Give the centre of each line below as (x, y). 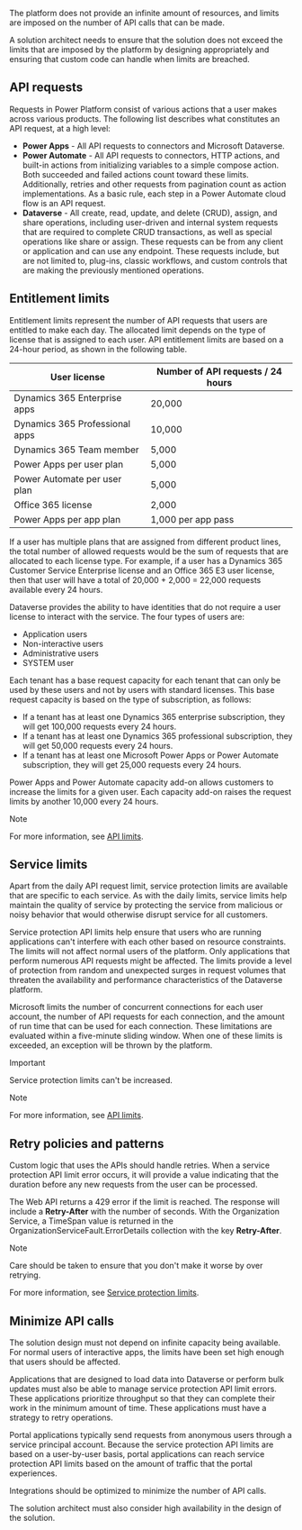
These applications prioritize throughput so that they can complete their (142, 1398)
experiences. (34, 1473)
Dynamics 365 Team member (76, 450)
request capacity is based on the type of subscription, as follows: (130, 699)
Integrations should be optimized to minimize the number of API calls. (138, 1491)
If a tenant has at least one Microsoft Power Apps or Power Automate (150, 755)
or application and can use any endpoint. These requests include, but (151, 250)
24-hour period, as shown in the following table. (98, 349)
